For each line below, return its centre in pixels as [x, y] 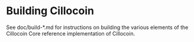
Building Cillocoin [50, 11]
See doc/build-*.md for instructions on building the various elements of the [97, 27]
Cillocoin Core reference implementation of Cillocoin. [71, 33]
